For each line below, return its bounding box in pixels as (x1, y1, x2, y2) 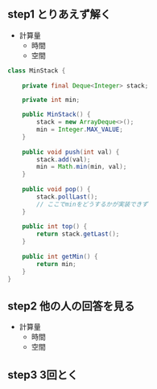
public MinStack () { (22, 111, 91, 119)
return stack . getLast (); (36, 230, 120, 239)
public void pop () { (22, 186, 91, 194)
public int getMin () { (22, 252, 98, 260)
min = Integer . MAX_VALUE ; (36, 125, 124, 134)
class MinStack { (7, 67, 66, 75)
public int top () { (22, 223, 88, 231)
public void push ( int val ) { (22, 148, 120, 156)
